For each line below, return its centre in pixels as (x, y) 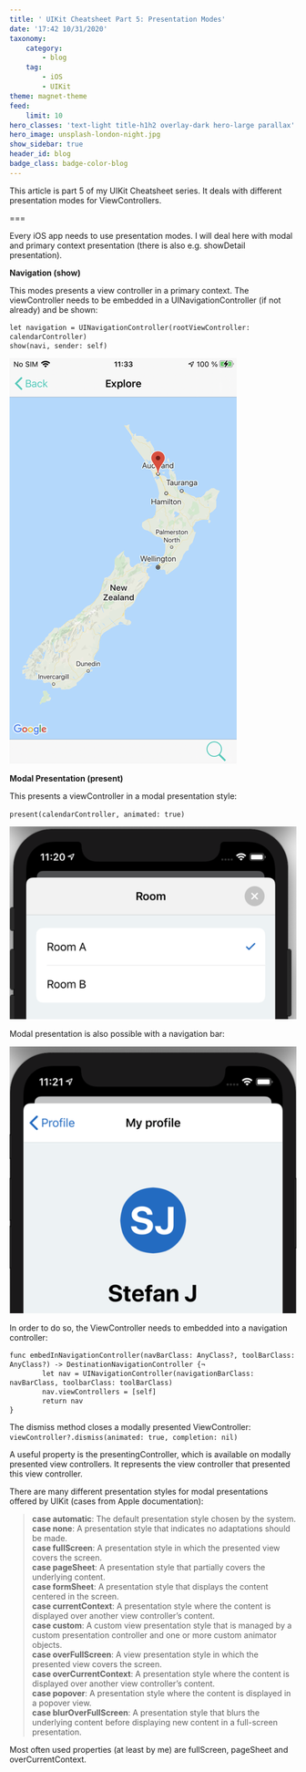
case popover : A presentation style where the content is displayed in (161, 1693)
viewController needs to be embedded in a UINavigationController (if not (145, 300)
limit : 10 (45, 115)
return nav (63, 1401)
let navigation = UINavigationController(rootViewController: (130, 327)
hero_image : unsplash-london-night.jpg (85, 135)
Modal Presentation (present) (66, 778)
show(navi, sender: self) (58, 346)
